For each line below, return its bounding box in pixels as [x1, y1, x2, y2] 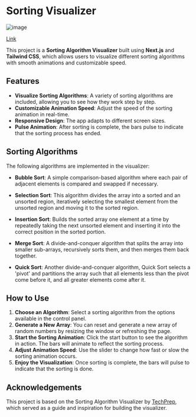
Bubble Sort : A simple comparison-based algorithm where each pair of [14, 174, 188, 181]
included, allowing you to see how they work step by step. [14, 98, 156, 105]
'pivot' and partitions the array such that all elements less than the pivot [14, 270, 189, 277]
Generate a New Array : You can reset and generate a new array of [14, 321, 177, 328]
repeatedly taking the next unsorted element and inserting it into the [14, 221, 181, 229]
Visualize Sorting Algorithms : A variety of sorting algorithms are [14, 92, 173, 99]
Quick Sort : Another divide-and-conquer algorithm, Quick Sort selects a [14, 263, 191, 271]
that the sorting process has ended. [14, 129, 102, 136]
